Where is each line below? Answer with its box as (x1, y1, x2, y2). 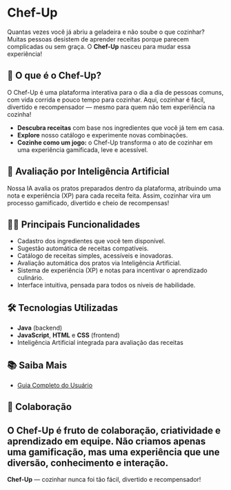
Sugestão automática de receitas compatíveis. (17, 244, 150, 253)
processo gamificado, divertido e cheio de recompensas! (7, 198, 170, 207)
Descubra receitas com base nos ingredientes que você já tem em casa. (17, 123, 225, 132)
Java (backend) (17, 323, 63, 332)
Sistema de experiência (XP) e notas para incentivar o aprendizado (17, 266, 208, 274)
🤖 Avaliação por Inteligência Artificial (7, 166, 170, 178)
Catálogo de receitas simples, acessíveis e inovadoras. (17, 252, 174, 260)
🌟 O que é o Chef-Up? (7, 70, 102, 82)
